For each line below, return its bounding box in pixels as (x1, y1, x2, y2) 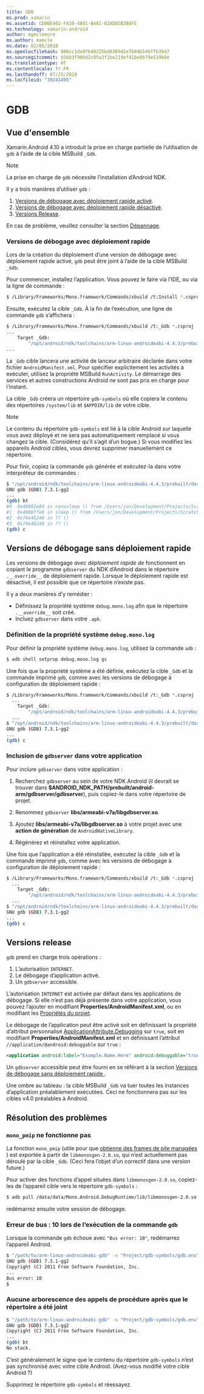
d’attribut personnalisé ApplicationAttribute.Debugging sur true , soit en (6, 1028, 185, 1035)
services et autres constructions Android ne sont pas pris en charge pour (6, 376, 189, 384)
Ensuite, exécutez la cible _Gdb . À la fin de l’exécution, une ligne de (6, 305, 173, 313)
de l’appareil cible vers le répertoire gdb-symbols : (15, 1182, 138, 1189)
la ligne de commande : (6, 282, 65, 290)
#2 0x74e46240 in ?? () (6, 514, 69, 521)
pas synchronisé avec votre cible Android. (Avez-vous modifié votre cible (6, 1362, 190, 1370)
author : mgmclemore (6, 32, 56, 38)
